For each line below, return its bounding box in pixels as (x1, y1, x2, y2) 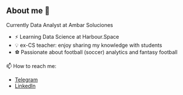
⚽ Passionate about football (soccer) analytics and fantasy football (14, 48, 178, 56)
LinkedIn (14, 82, 36, 89)
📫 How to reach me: (6, 62, 57, 69)
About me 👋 (6, 6, 50, 16)
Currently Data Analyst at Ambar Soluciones (6, 21, 113, 28)
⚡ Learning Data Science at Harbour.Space (14, 33, 119, 40)
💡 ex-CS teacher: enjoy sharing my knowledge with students (14, 42, 162, 49)
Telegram (14, 76, 38, 83)
